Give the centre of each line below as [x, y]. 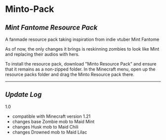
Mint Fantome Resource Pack [51, 28]
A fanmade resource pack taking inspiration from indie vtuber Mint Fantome [82, 39]
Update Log [23, 95]
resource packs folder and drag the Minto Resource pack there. [70, 74]
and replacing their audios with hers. [42, 54]
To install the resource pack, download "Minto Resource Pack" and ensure [81, 64]
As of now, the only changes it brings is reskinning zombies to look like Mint [82, 49]
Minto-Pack [30, 9]
